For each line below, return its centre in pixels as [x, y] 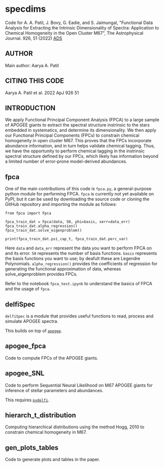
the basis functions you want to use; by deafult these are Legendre [73, 259]
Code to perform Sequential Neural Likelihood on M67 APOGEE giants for [79, 385]
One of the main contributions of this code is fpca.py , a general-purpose [78, 189]
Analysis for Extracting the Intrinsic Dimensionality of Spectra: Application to [82, 27]
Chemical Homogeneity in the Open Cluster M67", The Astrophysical [74, 33]
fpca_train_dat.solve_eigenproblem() [44, 231]
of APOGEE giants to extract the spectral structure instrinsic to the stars [78, 125]
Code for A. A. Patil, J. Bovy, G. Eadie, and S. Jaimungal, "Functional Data [79, 23]
